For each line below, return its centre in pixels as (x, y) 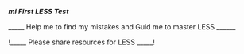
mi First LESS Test (39, 12)
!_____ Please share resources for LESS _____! (81, 42)
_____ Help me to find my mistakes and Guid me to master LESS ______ (122, 27)
